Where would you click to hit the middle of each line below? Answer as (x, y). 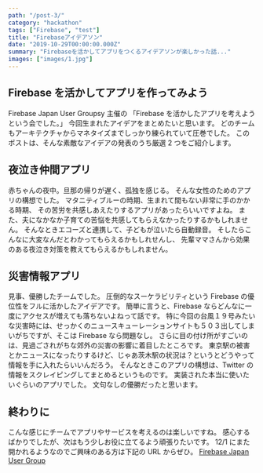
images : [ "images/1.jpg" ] (50, 60)
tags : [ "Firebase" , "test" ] (54, 30)
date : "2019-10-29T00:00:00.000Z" (65, 45)
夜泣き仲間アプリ (49, 170)
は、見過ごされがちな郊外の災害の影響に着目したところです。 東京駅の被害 (129, 345)
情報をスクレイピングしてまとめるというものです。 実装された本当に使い (126, 375)
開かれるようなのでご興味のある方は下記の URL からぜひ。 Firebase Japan (129, 452)
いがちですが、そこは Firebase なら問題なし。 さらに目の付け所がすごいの (128, 336)
